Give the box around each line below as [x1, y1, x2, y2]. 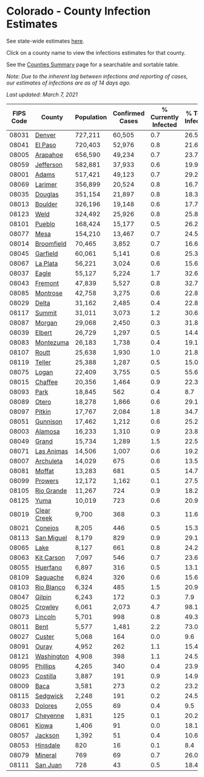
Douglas [35, 190, 59, 198]
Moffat [35, 466, 55, 475]
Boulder [35, 199, 58, 208]
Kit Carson [35, 553, 66, 562]
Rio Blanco [35, 582, 66, 591]
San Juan [35, 761, 62, 769]
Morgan [35, 318, 58, 326]
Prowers [35, 476, 59, 485]
